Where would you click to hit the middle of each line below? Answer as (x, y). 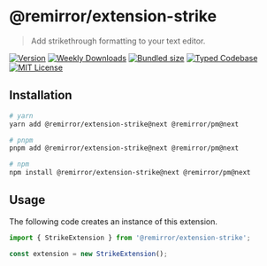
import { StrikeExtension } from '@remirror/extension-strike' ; (130, 238)
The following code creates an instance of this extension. (114, 221)
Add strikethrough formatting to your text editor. (118, 41)
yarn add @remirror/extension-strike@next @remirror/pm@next (124, 124)
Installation (41, 95)
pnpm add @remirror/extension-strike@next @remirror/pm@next (124, 148)
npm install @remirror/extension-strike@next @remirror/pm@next (130, 173)
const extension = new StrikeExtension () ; (88, 254)
